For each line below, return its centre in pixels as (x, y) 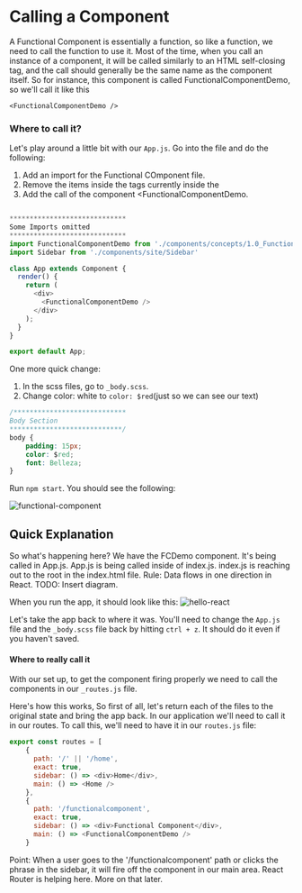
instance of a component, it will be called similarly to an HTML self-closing (147, 60)
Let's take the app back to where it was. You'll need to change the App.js (145, 620)
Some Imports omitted (50, 227)
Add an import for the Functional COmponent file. (114, 175)
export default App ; (48, 352)
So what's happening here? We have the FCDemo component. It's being (143, 556)
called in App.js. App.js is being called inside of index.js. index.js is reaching (150, 566)
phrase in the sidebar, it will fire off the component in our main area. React (147, 869)
